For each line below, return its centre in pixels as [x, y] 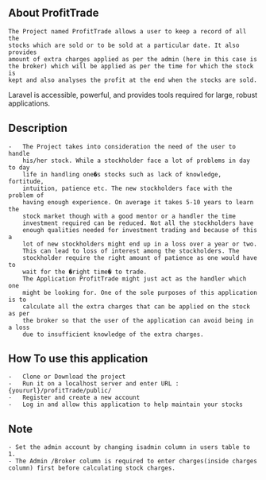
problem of [26, 195]
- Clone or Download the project [67, 377]
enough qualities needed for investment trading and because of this [140, 230]
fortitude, [26, 181]
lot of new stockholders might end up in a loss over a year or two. [140, 244]
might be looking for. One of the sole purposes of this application [140, 292]
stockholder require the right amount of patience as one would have [140, 257]
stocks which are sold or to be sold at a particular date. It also [124, 45]
